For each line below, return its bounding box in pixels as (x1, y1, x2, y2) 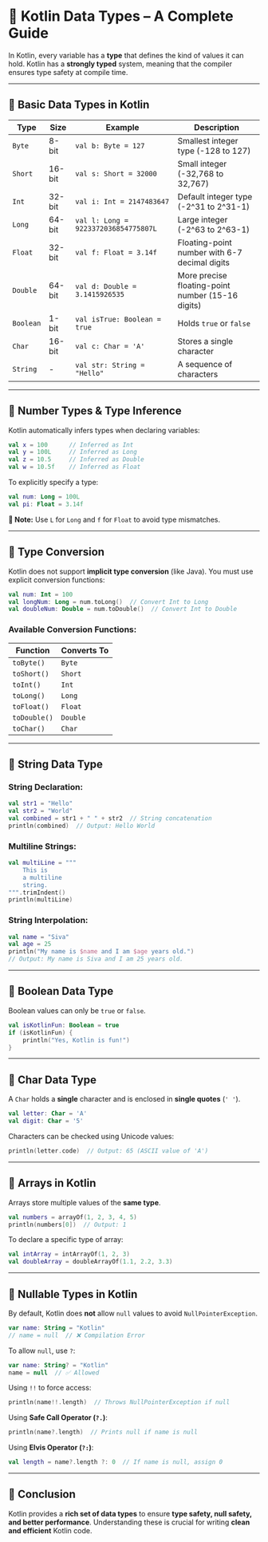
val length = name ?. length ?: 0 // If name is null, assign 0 (8, 1458, 223, 1466)
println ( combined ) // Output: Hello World (8, 822, 156, 830)
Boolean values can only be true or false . (8, 1005, 146, 1016)
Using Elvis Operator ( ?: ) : (8, 1443, 94, 1453)
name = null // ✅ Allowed (8, 1368, 100, 1377)
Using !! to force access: (8, 1383, 92, 1393)
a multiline (22, 874, 62, 881)
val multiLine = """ (8, 859, 77, 867)
